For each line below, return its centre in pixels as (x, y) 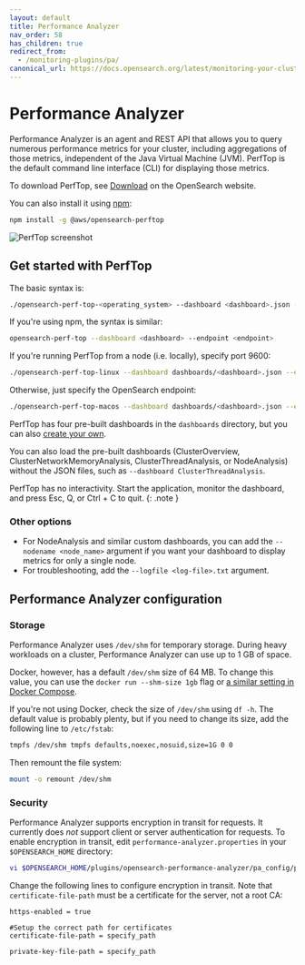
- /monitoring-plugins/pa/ (69, 60)
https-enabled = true (50, 911)
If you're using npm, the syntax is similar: (86, 322)
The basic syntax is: (47, 288)
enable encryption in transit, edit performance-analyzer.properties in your (148, 842)
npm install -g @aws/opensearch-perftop (87, 219)
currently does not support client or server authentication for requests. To (148, 832)
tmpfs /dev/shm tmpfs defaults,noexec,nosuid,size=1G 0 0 (121, 745)
